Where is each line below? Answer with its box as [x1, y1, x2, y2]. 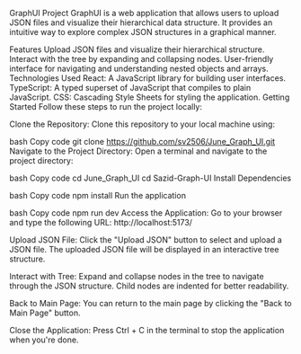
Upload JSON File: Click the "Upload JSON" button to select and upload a [9, 235, 283, 245]
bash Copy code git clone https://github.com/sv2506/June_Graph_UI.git [9, 137, 276, 146]
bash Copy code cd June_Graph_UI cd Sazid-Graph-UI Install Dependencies [9, 173, 292, 183]
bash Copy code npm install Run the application [9, 190, 187, 200]
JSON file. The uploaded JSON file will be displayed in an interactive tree [9, 244, 279, 254]
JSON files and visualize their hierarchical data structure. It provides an [9, 17, 273, 28]
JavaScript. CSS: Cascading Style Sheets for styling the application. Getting [9, 92, 290, 102]
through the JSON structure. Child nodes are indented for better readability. [9, 280, 289, 291]
